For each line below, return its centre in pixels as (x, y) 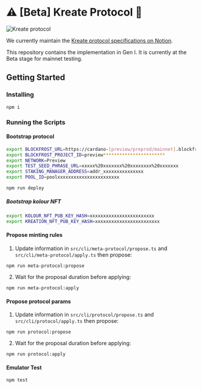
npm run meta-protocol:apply (43, 288)
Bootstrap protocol (30, 136)
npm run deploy (25, 188)
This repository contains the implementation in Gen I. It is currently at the (96, 52)
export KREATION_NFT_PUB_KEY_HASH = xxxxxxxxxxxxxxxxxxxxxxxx (83, 221)
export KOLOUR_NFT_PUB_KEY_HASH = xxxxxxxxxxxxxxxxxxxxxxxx (80, 216)
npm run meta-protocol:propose (45, 266)
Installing (20, 94)
